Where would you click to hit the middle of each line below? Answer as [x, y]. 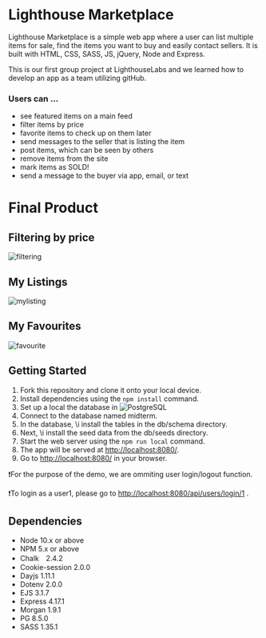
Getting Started [48, 371]
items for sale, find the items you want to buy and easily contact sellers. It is [133, 45]
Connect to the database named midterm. [89, 415]
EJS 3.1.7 [34, 593]
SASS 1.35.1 [39, 627]
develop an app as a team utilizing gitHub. [77, 78]
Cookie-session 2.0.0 [55, 568]
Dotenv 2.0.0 [41, 584]
